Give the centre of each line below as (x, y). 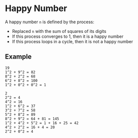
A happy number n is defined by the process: (50, 22)
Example (18, 57)
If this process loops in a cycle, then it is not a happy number (72, 41)
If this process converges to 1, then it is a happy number (68, 36)
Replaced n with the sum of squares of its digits (59, 31)
